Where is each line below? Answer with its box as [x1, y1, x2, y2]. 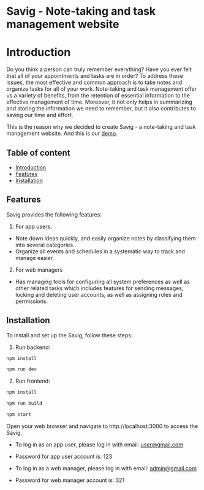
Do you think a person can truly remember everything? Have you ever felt [6, 66, 192, 73]
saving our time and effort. [6, 112, 74, 119]
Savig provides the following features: [6, 210, 102, 218]
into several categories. [15, 241, 75, 248]
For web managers [15, 266, 63, 274]
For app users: [15, 223, 52, 230]
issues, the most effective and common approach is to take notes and [6, 78, 183, 86]
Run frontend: [15, 377, 50, 385]
